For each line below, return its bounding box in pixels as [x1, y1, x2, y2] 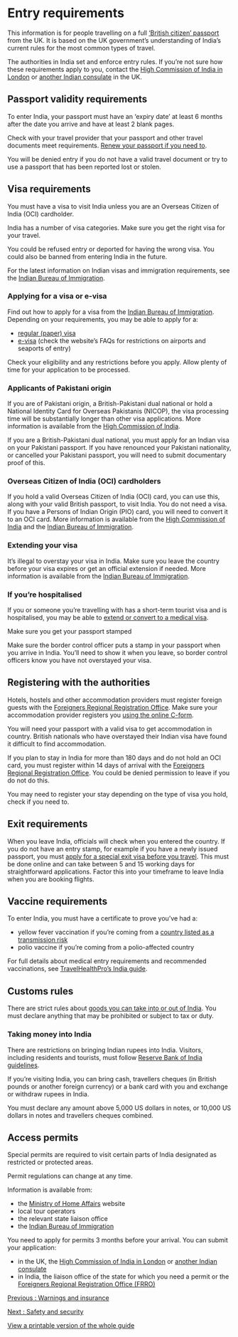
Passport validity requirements [7, 93, 148, 105]
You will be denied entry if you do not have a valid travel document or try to [7, 154, 228, 163]
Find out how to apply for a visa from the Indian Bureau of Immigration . [7, 308, 215, 316]
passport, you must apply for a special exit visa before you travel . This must [7, 852, 229, 861]
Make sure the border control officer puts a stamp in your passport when [7, 641, 221, 649]
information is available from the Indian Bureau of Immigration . [7, 572, 190, 580]
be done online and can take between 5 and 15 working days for [7, 859, 195, 868]
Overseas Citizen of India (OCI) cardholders [7, 476, 161, 486]
